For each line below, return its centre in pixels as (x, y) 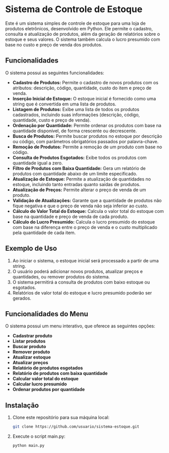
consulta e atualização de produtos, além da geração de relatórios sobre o (83, 34)
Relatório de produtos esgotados (48, 368)
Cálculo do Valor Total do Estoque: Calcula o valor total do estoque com (88, 211)
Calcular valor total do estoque (46, 379)
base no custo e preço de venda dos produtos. (54, 44)
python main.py (29, 446)
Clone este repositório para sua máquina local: (61, 418)
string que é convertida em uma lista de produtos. (64, 104)
